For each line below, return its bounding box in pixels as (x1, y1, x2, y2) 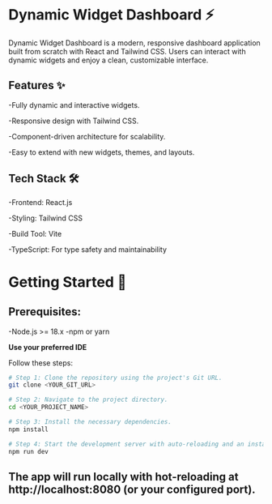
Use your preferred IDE (8, 342, 87, 352)
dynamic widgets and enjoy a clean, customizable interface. (8, 55, 209, 65)
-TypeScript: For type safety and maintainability (8, 244, 168, 254)
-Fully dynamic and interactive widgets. (8, 100, 140, 109)
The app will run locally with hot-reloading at (8, 470, 239, 484)
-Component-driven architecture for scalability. (8, 131, 166, 141)
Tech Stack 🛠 (8, 172, 79, 186)
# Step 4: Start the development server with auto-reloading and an (8, 440, 244, 448)
